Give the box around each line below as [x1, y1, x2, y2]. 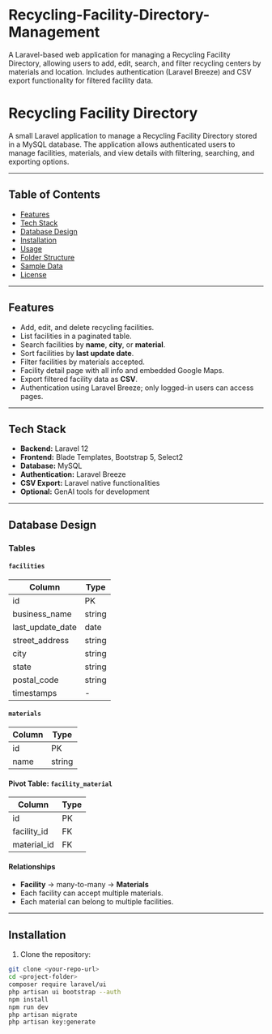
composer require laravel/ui [8, 980, 107, 989]
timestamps [12, 687, 57, 698]
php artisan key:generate [8, 1018, 96, 1027]
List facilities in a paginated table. [19, 331, 132, 341]
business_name [12, 608, 72, 620]
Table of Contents [8, 188, 101, 202]
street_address [12, 634, 70, 646]
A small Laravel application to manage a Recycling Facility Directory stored [8, 131, 257, 140]
